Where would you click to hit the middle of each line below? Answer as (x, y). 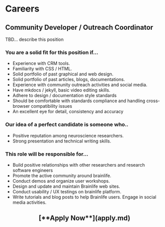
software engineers (33, 170)
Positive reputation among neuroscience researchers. (68, 135)
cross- (153, 101)
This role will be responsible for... (47, 154)
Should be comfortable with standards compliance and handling (79, 101)
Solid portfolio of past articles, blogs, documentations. (69, 80)
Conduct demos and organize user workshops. (61, 181)
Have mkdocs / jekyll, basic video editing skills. (61, 90)
